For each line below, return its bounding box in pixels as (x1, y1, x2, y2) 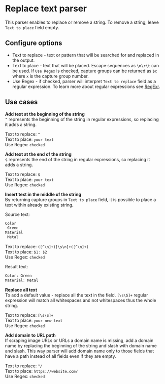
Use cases (5, 98, 38, 106)
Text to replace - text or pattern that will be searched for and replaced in (12, 52, 159, 58)
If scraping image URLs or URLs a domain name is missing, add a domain (5, 337, 154, 343)
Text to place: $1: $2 (5, 249, 47, 255)
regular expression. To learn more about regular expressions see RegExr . (12, 84, 160, 89)
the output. (12, 57, 35, 63)
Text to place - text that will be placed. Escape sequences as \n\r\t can (12, 62, 159, 68)
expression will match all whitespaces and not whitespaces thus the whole (5, 297, 157, 303)
